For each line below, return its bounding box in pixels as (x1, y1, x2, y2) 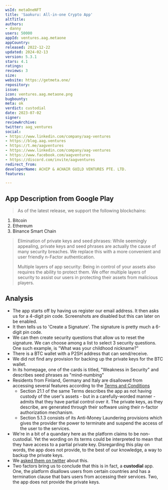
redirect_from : (5, 162, 37, 167)
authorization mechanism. (20, 409, 74, 415)
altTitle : (5, 17, 26, 22)
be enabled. (12, 318, 38, 324)
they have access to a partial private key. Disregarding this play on (12, 441, 150, 447)
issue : (5, 87, 19, 92)
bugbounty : (5, 96, 28, 101)
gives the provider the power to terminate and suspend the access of (20, 420, 163, 426)
